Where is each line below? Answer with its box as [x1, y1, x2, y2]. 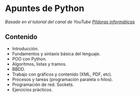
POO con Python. [12, 56, 47, 62]
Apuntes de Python [5, 3, 85, 14]
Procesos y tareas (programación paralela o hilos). [12, 76, 113, 82]
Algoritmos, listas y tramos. [12, 61, 67, 67]
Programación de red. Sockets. [12, 82, 74, 87]
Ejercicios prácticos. [12, 86, 53, 92]
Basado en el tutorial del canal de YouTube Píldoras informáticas [5, 19, 135, 25]
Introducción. [12, 45, 39, 51]
